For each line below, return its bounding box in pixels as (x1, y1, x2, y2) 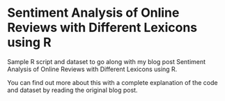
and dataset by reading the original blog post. (7, 86, 138, 94)
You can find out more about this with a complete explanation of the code (7, 78, 218, 86)
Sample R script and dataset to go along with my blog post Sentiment (7, 57, 206, 65)
